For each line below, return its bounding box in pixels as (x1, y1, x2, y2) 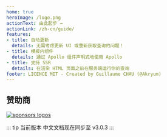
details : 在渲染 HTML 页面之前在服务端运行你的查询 (12, 65, 129, 72)
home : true (6, 8, 34, 15)
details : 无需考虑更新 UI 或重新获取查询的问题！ (12, 43, 124, 49)
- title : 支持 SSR (6, 59, 51, 65)
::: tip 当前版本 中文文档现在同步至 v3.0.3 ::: (6, 124, 114, 131)
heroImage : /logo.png (6, 15, 61, 21)
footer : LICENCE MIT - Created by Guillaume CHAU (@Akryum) (6, 71, 162, 77)
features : (6, 32, 32, 38)
